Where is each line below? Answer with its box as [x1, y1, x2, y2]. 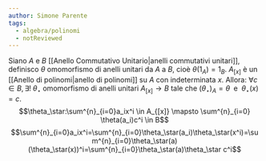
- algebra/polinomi [15, 26, 81, 34]
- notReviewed [15, 34, 62, 42]
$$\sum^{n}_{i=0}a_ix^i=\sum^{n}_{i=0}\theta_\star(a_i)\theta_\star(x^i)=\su [10, 127, 259, 137]
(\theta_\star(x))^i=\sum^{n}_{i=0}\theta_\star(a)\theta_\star [27, 144, 222, 154]
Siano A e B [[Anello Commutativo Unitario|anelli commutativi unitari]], [8, 56, 240, 66]
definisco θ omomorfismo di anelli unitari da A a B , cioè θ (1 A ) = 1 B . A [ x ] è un [8, 65, 258, 76]
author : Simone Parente [8, 11, 88, 20]
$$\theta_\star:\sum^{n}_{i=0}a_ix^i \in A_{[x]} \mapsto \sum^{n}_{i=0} [18, 106, 251, 116]
